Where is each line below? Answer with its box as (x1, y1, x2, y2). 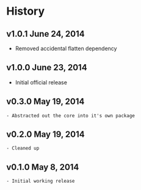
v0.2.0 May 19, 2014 (6, 130, 85, 140)
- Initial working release (6, 178, 75, 185)
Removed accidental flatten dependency (15, 45, 117, 52)
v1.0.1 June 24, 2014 (6, 29, 85, 39)
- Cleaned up (6, 145, 40, 152)
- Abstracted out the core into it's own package (6, 112, 136, 119)
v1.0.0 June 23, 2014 (6, 62, 87, 73)
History (6, 4, 45, 18)
